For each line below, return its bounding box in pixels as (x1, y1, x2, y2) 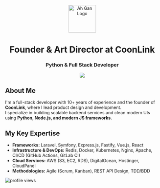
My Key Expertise (5, 129, 60, 137)
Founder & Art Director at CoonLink (9, 44, 155, 55)
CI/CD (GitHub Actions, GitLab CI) (12, 152, 81, 158)
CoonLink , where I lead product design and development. (5, 104, 121, 110)
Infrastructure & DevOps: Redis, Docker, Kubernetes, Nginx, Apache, (12, 147, 153, 153)
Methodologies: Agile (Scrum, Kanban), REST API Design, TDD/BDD (12, 168, 150, 174)
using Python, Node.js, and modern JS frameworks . (5, 115, 113, 121)
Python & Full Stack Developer (46, 62, 119, 68)
